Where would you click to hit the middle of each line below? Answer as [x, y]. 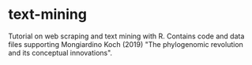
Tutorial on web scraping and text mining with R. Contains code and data [126, 36]
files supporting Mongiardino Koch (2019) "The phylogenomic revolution [126, 44]
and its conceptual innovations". [60, 52]
